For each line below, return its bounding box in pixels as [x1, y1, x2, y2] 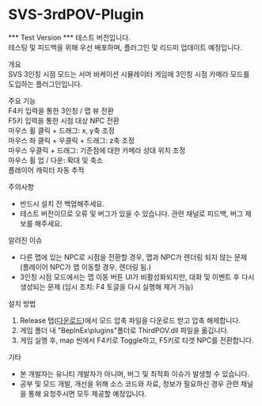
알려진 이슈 [8, 235, 43, 245]
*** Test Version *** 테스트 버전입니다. [8, 32, 131, 42]
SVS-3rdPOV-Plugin [8, 6, 144, 24]
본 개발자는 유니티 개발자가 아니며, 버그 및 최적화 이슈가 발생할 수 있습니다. [19, 369, 250, 378]
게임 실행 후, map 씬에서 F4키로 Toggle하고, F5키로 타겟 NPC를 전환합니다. [19, 335, 254, 345]
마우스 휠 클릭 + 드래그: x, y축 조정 [8, 125, 115, 135]
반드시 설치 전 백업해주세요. [19, 199, 105, 208]
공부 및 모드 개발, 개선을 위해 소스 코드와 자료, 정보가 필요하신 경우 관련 [19, 378, 239, 389]
